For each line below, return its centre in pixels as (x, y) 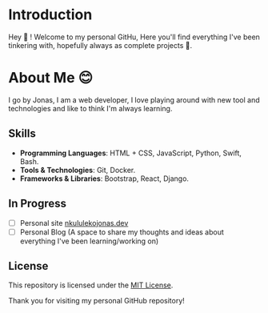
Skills (22, 134)
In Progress (37, 204)
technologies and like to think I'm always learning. (90, 108)
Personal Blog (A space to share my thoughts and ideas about (122, 232)
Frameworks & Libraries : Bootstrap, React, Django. (104, 179)
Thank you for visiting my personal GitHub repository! (97, 301)
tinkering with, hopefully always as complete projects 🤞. (100, 45)
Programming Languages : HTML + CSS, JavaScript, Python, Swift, (131, 153)
